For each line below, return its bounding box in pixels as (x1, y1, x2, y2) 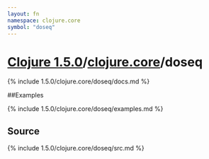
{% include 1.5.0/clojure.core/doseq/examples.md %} (7, 105, 164, 113)
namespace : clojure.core (7, 17, 81, 24)
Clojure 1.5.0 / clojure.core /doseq (7, 54, 203, 70)
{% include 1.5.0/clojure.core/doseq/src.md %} (7, 144, 145, 153)
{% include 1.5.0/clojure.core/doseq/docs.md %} (7, 77, 150, 86)
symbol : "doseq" (7, 23, 55, 30)
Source (7, 125, 40, 137)
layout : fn (7, 10, 40, 18)
